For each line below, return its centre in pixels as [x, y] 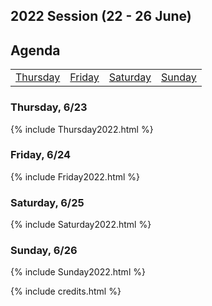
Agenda [35, 50]
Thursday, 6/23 [49, 107]
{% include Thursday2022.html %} [82, 129]
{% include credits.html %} [66, 291]
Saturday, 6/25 [47, 202]
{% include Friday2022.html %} [75, 176]
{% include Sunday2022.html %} [78, 272]
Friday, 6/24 [41, 155]
